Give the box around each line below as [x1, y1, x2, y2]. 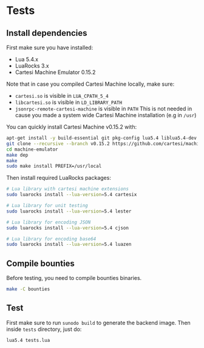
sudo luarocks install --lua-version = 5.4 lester [6, 208, 132, 214]
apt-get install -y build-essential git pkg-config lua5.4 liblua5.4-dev [6, 135, 197, 141]
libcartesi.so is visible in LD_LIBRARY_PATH [15, 98, 123, 106]
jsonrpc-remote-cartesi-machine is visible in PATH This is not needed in [15, 105, 192, 112]
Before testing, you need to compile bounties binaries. [6, 275, 142, 282]
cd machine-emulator [6, 146, 59, 152]
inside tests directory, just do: [6, 326, 82, 333]
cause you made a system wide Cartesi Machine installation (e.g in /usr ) [15, 112, 197, 118]
